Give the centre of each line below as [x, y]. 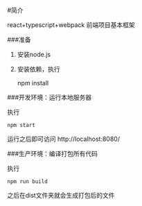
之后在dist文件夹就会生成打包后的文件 [61, 195]
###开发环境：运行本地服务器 [50, 97]
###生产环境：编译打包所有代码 [53, 154]
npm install [33, 83]
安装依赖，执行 [38, 69]
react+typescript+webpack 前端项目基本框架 [71, 25]
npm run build [28, 182]
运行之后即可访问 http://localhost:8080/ [63, 139]
